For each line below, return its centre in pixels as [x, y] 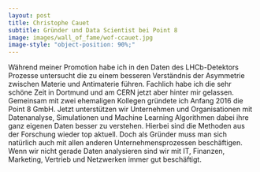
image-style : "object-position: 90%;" [72, 45]
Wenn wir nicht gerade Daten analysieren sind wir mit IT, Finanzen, [117, 151]
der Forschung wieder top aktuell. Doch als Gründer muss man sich [117, 134]
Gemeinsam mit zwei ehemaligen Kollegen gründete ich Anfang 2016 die [126, 101]
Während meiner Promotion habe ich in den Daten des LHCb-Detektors [123, 67]
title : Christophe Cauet [49, 23]
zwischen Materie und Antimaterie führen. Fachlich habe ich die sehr [120, 84]
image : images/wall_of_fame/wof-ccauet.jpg [81, 37]
